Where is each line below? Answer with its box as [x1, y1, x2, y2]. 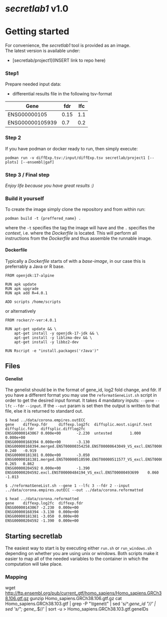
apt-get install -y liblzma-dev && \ [14, 335, 92, 340]
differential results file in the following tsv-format [12, 91, 112, 97]
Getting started [5, 26, 70, 37]
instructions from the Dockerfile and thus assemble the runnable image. [5, 235, 152, 241]
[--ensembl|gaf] [20, 159, 55, 165]
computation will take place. [5, 561, 63, 567]
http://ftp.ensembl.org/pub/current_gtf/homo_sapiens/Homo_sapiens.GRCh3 [5, 590, 162, 596]
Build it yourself [5, 195, 44, 202]
